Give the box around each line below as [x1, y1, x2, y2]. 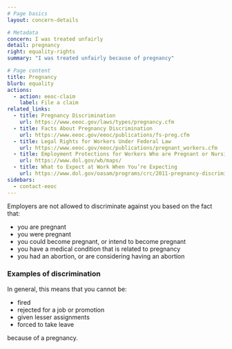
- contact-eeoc [13, 182, 57, 190]
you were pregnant [17, 229, 71, 238]
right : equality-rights [7, 48, 76, 55]
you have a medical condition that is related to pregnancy [17, 245, 181, 253]
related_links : [7, 106, 51, 113]
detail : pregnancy [7, 42, 60, 49]
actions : [7, 86, 32, 93]
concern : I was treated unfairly [7, 35, 104, 42]
